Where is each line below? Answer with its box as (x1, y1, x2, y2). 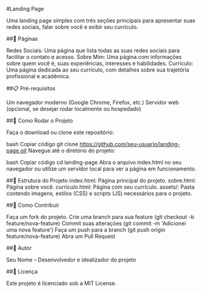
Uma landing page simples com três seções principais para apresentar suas (6, 17, 195, 24)
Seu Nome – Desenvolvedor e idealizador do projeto (6, 256, 136, 263)
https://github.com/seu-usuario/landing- (79, 141, 180, 147)
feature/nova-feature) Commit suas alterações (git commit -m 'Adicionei (6, 220, 186, 227)
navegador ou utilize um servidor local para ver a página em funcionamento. (6, 165, 197, 172)
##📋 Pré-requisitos (6, 85, 56, 92)
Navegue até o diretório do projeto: (28, 147, 116, 154)
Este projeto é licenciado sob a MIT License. (6, 280, 117, 287)
